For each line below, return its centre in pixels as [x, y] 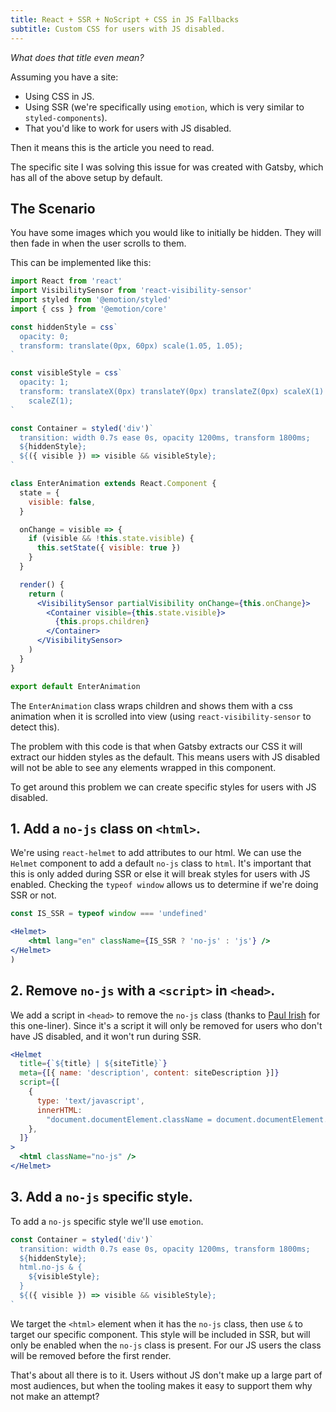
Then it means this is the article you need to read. [112, 147]
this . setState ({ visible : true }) [109, 548]
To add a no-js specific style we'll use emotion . [107, 1221]
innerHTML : [59, 1110]
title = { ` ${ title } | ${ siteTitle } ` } [93, 1064]
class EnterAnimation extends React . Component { [113, 484]
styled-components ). [66, 117]
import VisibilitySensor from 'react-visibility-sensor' [131, 291]
